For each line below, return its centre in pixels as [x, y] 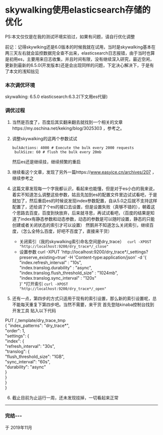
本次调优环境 [20, 85]
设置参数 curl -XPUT [40, 252]
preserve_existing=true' [43, 257]
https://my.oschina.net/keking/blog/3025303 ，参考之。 [68, 128]
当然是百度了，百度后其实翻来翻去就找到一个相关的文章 [67, 122]
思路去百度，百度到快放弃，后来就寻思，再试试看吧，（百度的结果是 [83, 213]
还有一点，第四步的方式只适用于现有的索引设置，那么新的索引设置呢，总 [84, 298]
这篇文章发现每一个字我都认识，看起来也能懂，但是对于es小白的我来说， [85, 189]
